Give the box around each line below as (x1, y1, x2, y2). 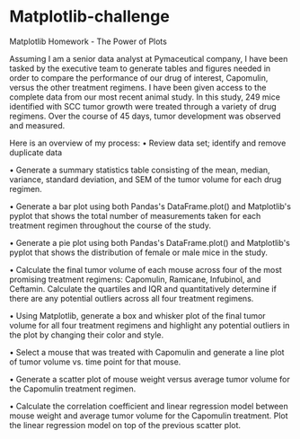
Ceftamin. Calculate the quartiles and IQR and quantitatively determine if (9, 283, 277, 294)
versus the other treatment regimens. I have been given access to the (9, 82, 267, 92)
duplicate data (9, 146, 63, 158)
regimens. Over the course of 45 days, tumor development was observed (9, 110, 281, 121)
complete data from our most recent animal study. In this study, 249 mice (9, 92, 281, 102)
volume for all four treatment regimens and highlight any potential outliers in (9, 320, 290, 330)
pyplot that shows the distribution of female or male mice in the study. (9, 247, 268, 258)
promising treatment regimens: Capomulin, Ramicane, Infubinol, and (9, 274, 261, 285)
